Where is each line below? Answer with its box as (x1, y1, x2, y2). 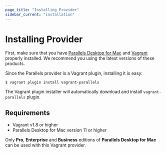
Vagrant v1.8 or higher (12, 122, 58, 128)
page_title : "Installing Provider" (5, 7, 79, 12)
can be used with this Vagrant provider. (5, 142, 86, 148)
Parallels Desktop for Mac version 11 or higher (12, 127, 107, 133)
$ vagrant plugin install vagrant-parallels (5, 80, 99, 85)
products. (5, 60, 25, 66)
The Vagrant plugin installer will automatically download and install (5, 88, 142, 95)
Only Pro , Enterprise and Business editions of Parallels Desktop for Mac (5, 137, 156, 143)
